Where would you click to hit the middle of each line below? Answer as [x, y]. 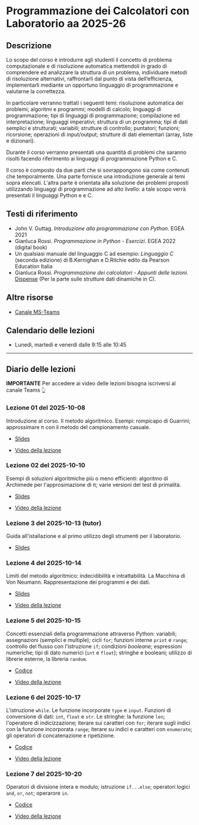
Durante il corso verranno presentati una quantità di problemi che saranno [96, 152]
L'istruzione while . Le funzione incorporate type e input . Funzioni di [89, 710]
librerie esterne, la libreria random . [47, 659]
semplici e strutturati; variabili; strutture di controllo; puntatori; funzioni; [93, 128]
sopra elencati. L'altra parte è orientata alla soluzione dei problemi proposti [97, 183]
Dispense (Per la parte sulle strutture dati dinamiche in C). [85, 279]
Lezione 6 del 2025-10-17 [44, 697]
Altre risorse [30, 297]
